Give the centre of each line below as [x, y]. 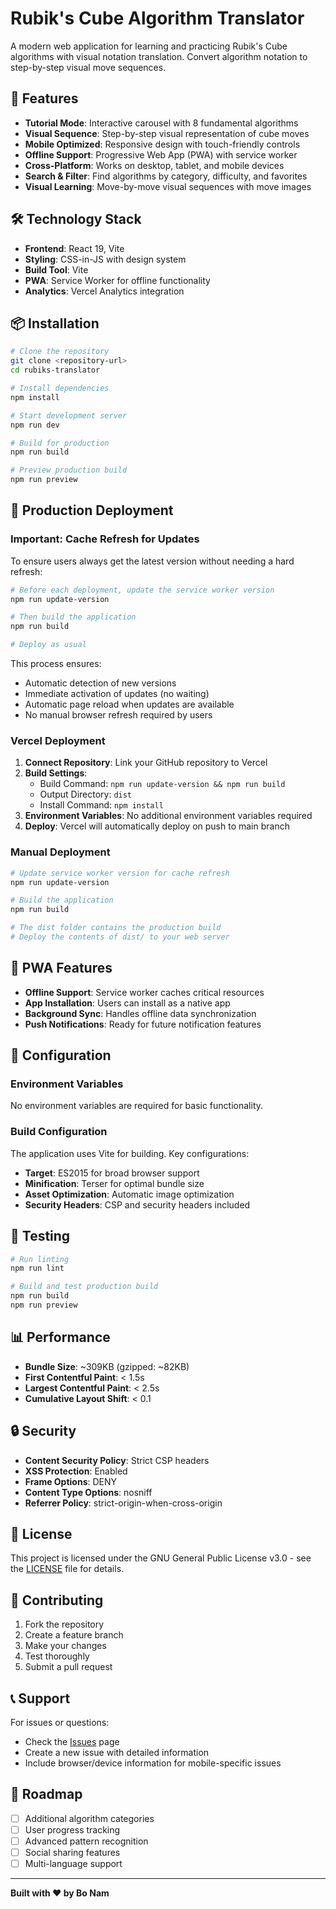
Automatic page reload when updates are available [129, 704]
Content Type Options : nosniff [88, 1492]
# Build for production [60, 443]
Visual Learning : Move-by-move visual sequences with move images [168, 186]
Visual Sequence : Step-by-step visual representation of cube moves [167, 133]
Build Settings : [56, 773]
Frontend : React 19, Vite [74, 248]
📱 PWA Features [61, 968]
